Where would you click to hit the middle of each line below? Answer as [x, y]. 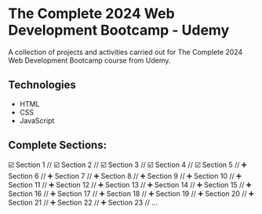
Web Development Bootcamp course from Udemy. [89, 60]
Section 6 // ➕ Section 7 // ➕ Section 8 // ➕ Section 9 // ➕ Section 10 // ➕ [125, 176]
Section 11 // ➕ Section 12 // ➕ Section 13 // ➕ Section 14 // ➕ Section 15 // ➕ [130, 184]
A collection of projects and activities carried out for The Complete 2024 [126, 52]
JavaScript [37, 120]
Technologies [42, 85]
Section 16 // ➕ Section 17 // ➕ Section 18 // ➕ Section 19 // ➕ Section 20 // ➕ [131, 194]
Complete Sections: [58, 145]
